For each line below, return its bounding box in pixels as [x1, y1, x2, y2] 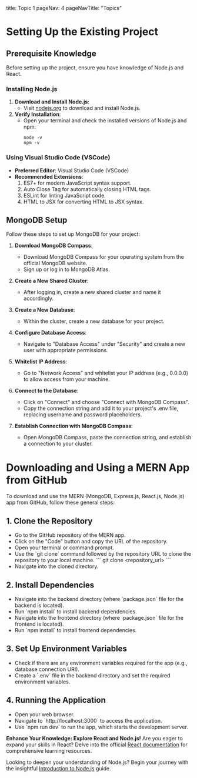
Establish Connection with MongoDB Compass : [14, 422, 133, 430]
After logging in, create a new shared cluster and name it [23, 289, 161, 296]
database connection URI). [14, 666, 79, 673]
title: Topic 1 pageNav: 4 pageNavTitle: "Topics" [6, 5, 122, 11]
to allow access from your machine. [23, 376, 110, 383]
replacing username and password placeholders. [23, 411, 142, 418]
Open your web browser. [14, 710, 75, 718]
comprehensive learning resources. [6, 747, 92, 754]
